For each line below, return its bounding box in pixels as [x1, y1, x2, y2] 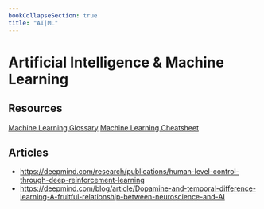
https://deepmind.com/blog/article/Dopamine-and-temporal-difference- [19, 184, 257, 193]
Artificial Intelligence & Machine [8, 53, 224, 72]
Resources [8, 102, 63, 115]
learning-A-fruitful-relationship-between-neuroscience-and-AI [19, 192, 225, 202]
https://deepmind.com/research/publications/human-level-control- [19, 167, 240, 176]
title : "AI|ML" [8, 19, 59, 27]
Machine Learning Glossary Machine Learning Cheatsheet [8, 122, 199, 132]
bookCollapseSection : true [8, 11, 98, 20]
